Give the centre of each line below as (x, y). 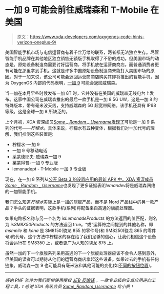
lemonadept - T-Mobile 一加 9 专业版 (49, 168)
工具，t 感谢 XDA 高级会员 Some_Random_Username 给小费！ (72, 286)
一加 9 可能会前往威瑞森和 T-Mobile (77, 10)
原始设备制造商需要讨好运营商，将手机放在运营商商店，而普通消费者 (86, 64)
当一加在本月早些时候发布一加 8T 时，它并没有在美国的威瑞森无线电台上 (77, 93)
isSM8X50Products (30, 224)
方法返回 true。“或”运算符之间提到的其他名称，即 (104, 224)
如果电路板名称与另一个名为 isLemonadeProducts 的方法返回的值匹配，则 (79, 218)
